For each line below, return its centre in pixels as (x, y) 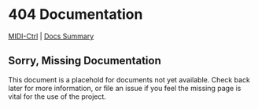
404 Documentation (76, 15)
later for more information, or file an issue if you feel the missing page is (125, 88)
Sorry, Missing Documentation (85, 61)
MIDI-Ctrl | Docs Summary (51, 36)
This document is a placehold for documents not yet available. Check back (129, 79)
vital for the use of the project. (57, 96)
